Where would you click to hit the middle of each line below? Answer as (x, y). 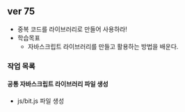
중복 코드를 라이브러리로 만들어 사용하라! (72, 29)
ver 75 (21, 11)
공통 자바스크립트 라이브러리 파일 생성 (58, 84)
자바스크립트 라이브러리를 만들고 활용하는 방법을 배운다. (103, 46)
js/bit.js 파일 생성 (41, 101)
